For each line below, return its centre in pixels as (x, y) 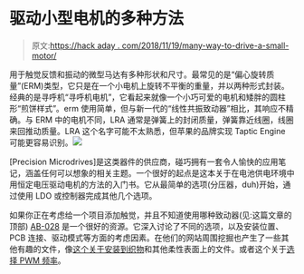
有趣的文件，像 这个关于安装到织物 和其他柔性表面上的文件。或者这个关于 (152, 249)
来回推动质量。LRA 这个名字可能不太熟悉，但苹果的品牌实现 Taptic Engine (147, 131)
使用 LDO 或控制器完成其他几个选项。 (87, 195)
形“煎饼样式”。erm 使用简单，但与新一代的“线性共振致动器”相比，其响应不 (148, 108)
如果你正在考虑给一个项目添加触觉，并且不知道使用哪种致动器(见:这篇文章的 (151, 215)
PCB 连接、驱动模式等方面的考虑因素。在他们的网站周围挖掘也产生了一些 (146, 238)
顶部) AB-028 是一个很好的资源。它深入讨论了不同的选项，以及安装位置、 (147, 226)
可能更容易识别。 (41, 142)
